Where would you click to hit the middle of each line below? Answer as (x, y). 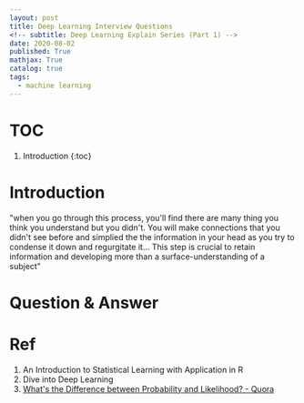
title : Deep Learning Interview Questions (91, 26)
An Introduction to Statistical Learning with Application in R (133, 369)
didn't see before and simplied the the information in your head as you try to (152, 237)
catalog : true (36, 69)
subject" (25, 266)
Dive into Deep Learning (68, 379)
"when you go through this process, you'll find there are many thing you (144, 217)
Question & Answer (84, 302)
